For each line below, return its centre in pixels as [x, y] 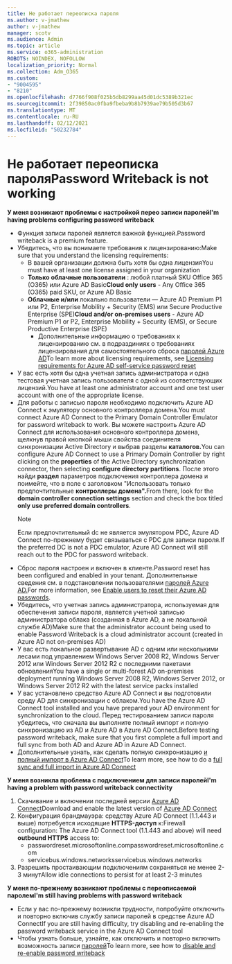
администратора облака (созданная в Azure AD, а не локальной [112, 620]
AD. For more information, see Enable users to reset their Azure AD [112, 590]
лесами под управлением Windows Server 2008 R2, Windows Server [118, 656]
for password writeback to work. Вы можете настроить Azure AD [111, 425]
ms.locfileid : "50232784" [44, 130]
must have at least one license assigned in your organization [114, 270]
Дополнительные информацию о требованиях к [109, 336]
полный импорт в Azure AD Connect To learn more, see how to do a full [120, 760]
